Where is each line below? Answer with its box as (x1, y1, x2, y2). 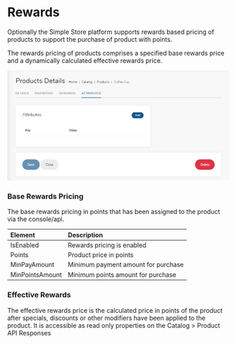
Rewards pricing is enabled (68, 241, 147, 249)
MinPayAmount (10, 261, 55, 269)
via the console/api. (7, 215, 65, 223)
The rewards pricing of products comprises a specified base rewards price (7, 49, 225, 57)
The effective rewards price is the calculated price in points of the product (7, 306, 223, 314)
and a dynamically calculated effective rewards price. (7, 56, 163, 64)
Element (10, 230, 35, 239)
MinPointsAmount (10, 270, 62, 279)
